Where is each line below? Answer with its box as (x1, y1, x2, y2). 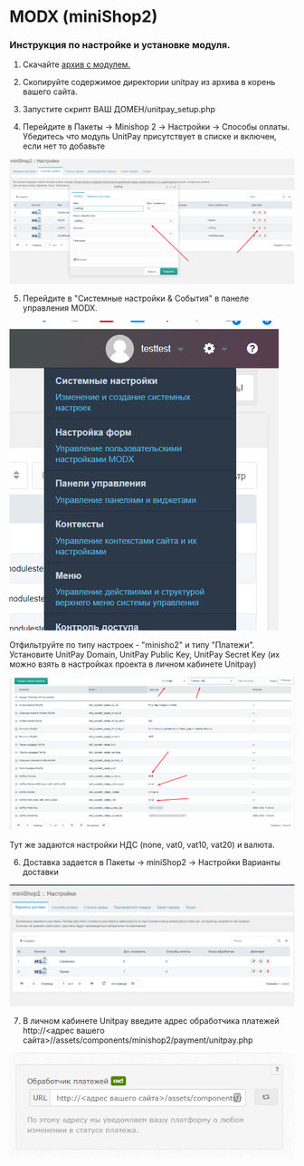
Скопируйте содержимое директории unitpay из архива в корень (22, 77, 276, 88)
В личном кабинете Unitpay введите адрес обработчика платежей (22, 1016, 280, 1026)
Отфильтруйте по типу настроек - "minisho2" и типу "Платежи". (9, 639, 255, 650)
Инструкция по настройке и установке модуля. (9, 39, 231, 52)
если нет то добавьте (22, 140, 106, 151)
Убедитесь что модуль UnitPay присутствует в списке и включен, (22, 131, 278, 142)
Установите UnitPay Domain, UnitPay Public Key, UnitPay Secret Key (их (9, 649, 280, 660)
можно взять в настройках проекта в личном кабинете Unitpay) (9, 659, 257, 670)
